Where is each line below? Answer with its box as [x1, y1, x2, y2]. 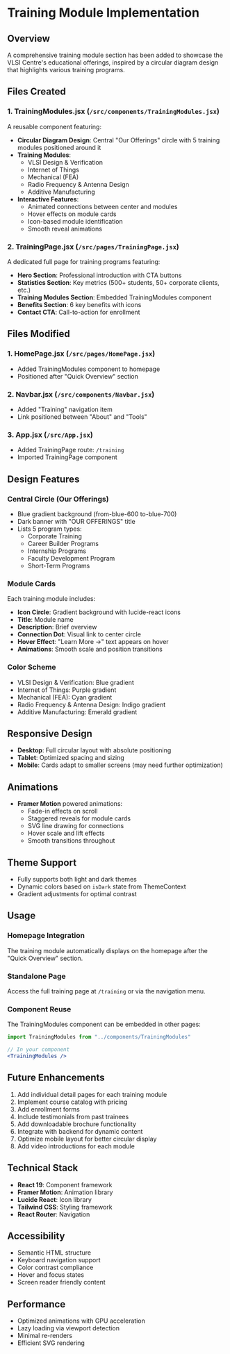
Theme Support [7, 857, 77, 868]
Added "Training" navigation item [17, 405, 113, 413]
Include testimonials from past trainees [17, 1112, 129, 1121]
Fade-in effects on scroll [27, 807, 98, 816]
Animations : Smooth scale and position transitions [17, 645, 163, 654]
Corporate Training [27, 531, 82, 540]
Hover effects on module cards [27, 210, 117, 218]
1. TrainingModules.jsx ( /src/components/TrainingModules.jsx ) [7, 106, 220, 116]
